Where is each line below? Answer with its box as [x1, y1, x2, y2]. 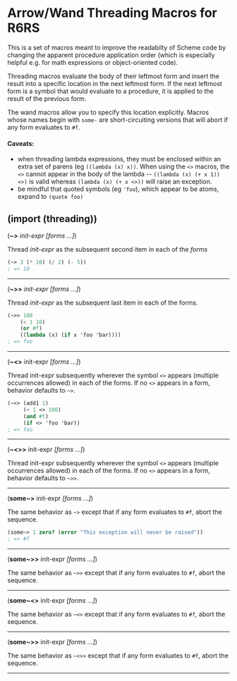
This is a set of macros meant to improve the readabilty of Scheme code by [7, 43, 226, 51]
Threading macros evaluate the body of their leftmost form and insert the [7, 72, 220, 80]
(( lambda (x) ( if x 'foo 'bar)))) [20, 331, 121, 339]
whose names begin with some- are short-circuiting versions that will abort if [7, 115, 228, 124]
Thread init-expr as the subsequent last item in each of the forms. [7, 298, 198, 307]
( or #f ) [20, 325, 42, 332]
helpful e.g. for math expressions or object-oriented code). [7, 58, 178, 66]
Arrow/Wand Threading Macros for [7, 5, 217, 21]
